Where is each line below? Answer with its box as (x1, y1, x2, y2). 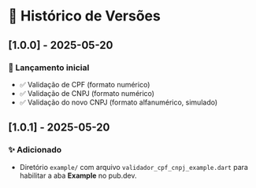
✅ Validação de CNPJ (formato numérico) (19, 88, 155, 98)
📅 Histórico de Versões (8, 7, 161, 25)
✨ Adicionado (8, 145, 62, 156)
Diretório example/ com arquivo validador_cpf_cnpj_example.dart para (19, 162, 248, 171)
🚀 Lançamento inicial (8, 62, 90, 73)
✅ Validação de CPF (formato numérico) (19, 79, 150, 89)
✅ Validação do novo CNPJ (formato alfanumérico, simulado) (19, 98, 218, 107)
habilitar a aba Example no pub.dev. (19, 171, 137, 180)
